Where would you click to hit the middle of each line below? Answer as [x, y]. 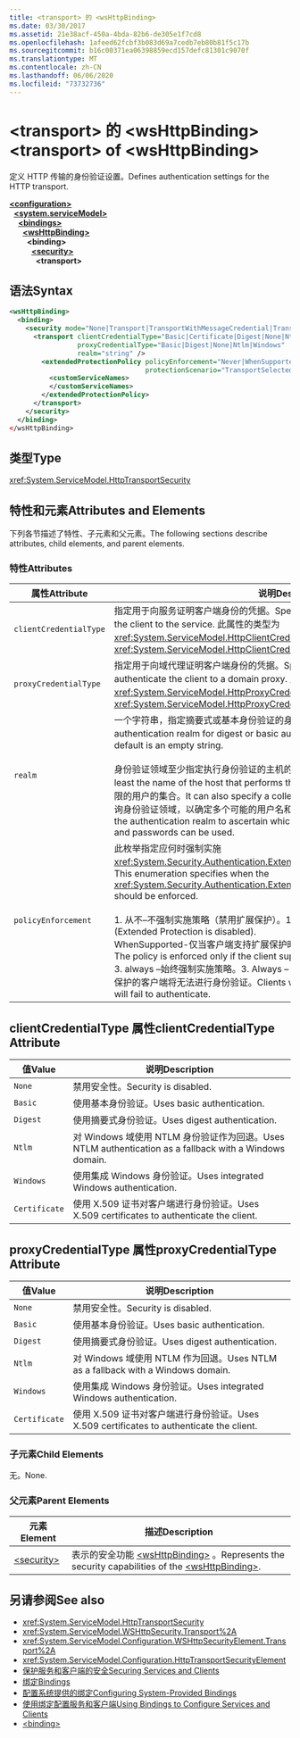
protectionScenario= [183, 370]
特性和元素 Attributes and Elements [108, 510]
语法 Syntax [41, 291]
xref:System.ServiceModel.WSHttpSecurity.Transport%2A [129, 1632]
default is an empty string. [169, 745]
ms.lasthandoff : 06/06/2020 [62, 76]
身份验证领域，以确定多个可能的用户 [199, 810]
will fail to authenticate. [162, 994]
